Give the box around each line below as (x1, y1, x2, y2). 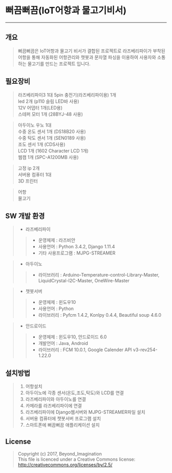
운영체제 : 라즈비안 (38, 237, 76, 243)
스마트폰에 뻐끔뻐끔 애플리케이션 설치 (25, 422, 100, 428)
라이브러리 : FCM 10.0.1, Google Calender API (38, 347, 132, 353)
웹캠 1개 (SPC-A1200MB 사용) (17, 154, 79, 160)
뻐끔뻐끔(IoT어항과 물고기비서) (5, 5, 127, 16)
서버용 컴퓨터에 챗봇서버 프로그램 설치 (25, 415, 101, 422)
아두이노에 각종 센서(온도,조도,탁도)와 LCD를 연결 (25, 390, 124, 396)
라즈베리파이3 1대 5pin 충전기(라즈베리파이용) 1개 (17, 92, 117, 98)
